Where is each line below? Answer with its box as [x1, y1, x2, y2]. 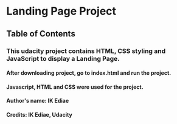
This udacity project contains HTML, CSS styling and [6, 47, 166, 55]
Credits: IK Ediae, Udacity [6, 111, 73, 118]
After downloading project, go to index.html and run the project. [6, 69, 172, 77]
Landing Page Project [6, 4, 117, 18]
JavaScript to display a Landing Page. [6, 54, 120, 63]
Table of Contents [6, 29, 76, 39]
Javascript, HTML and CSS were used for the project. [6, 83, 144, 91]
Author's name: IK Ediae [6, 97, 69, 105]
